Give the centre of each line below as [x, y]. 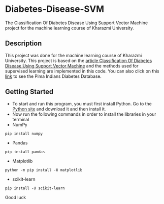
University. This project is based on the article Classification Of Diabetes [79, 61]
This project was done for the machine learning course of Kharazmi [74, 55]
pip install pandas [25, 152]
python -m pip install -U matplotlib [44, 170]
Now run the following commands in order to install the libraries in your [84, 114]
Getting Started [29, 92]
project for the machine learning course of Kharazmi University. [70, 28]
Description [23, 44]
